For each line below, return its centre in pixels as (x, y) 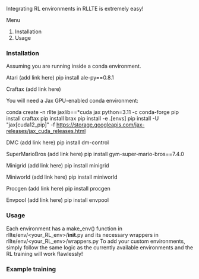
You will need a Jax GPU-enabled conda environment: (72, 101)
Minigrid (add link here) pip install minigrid (58, 166)
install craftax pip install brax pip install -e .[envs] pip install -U (83, 119)
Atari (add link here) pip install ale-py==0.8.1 (60, 78)
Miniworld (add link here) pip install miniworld (62, 177)
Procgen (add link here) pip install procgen (59, 189)
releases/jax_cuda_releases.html (46, 131)
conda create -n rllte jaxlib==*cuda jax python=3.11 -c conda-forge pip (93, 112)
